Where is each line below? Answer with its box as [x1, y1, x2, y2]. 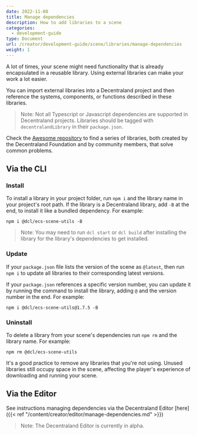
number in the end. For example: [6, 293, 85, 300]
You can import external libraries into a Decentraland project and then [6, 86, 175, 94]
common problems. [6, 147, 53, 154]
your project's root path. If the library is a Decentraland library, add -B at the [6, 201, 189, 208]
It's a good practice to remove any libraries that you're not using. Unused [6, 359, 183, 367]
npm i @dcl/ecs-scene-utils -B [6, 218, 83, 225]
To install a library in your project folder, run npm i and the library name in [6, 195, 183, 202]
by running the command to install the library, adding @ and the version [6, 287, 177, 294]
